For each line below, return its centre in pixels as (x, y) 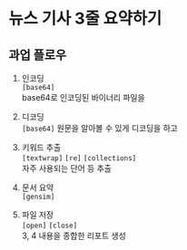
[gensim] (38, 197)
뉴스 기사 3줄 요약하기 (85, 19)
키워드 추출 (41, 147)
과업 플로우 (38, 55)
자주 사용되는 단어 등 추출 (67, 168)
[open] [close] (49, 226)
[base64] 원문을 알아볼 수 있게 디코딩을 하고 (99, 128)
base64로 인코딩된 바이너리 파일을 (84, 97)
